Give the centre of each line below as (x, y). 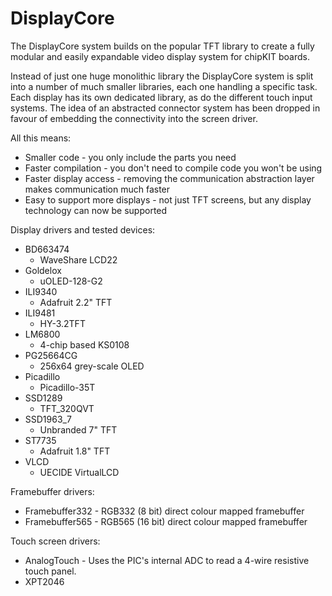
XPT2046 (44, 581)
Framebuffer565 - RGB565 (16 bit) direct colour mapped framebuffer (166, 521)
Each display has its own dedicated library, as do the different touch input (161, 97)
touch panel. (50, 571)
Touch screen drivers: (55, 541)
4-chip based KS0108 (84, 344)
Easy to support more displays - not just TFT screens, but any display (168, 199)
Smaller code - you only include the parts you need (130, 157)
